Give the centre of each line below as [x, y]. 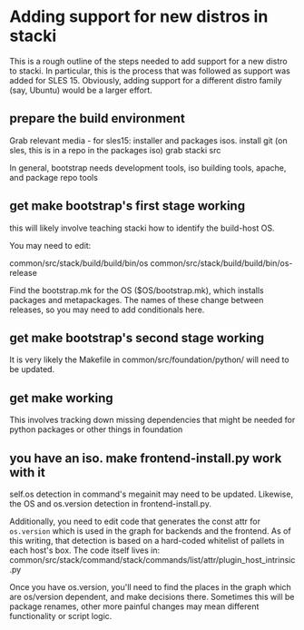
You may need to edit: [50, 245]
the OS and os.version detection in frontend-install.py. [110, 504]
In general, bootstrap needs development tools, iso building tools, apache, [148, 167]
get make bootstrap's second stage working [137, 338]
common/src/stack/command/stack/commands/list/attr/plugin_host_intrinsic [152, 560]
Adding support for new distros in [139, 17]
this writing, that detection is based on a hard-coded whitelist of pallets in [147, 541]
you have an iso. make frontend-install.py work [146, 458]
